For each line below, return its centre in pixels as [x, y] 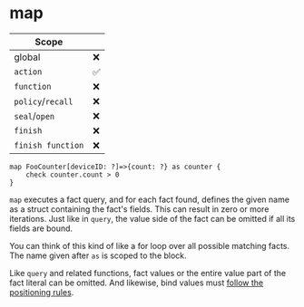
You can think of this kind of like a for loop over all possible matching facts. [150, 245]
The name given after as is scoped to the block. [98, 255]
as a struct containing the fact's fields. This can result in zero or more [139, 209]
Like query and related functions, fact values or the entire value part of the [148, 273]
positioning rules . [42, 292]
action [28, 72]
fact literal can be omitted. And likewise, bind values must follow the [137, 283]
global [27, 57]
